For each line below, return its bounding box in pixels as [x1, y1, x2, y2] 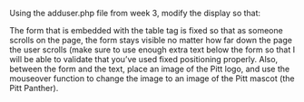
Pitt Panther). [9, 83, 59, 93]
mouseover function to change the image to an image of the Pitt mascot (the [9, 73, 295, 84]
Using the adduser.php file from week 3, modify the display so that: [9, 8, 261, 18]
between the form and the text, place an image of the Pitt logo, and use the [9, 63, 290, 74]
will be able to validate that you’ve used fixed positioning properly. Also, [9, 54, 279, 64]
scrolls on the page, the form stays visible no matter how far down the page [9, 35, 293, 45]
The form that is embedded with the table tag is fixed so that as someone [9, 25, 283, 35]
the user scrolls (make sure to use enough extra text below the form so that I [9, 44, 296, 55]
